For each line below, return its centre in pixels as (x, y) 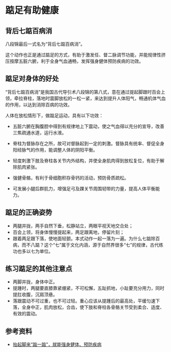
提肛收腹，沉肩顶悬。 (35, 295)
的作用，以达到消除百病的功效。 (39, 104)
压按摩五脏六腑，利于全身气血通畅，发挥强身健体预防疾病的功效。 (74, 61)
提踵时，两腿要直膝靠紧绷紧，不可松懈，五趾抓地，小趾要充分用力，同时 (88, 288)
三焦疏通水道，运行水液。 (39, 132)
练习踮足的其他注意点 (39, 269)
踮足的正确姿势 (29, 212)
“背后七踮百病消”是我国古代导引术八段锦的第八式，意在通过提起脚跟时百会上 (85, 92)
